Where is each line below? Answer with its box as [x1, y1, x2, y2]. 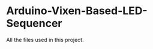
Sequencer [6, 17, 62, 30]
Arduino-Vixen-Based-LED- [6, 4, 148, 18]
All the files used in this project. [6, 36, 84, 43]
